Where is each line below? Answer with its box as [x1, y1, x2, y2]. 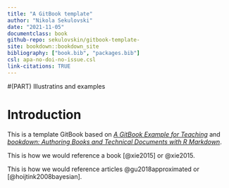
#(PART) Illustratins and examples [7, 82, 106, 90]
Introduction [7, 106, 82, 123]
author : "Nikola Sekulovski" [7, 17, 93, 24]
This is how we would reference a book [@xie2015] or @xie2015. [7, 151, 195, 159]
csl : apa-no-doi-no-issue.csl [7, 56, 97, 63]
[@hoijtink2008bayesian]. [7, 172, 82, 180]
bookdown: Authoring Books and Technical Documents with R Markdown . [7, 137, 222, 146]
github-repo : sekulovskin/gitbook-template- [7, 37, 140, 44]
